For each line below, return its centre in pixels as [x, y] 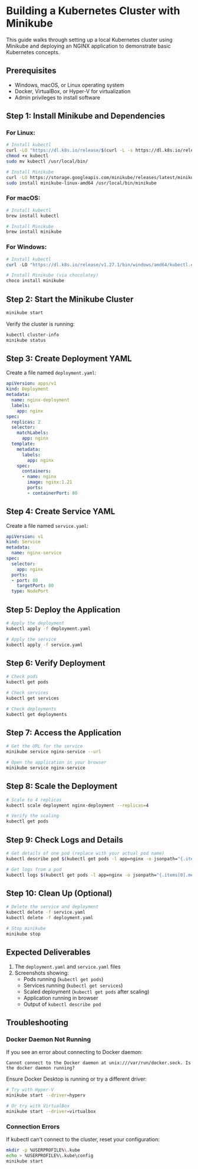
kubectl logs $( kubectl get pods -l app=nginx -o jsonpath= [82, 875]
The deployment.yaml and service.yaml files [67, 966]
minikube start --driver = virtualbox [51, 1111]
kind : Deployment [27, 389]
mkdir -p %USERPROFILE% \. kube [43, 1150]
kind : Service [24, 542]
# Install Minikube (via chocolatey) [52, 275]
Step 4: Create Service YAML [61, 512]
